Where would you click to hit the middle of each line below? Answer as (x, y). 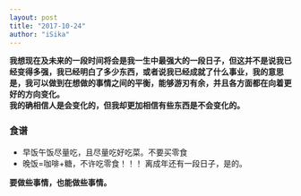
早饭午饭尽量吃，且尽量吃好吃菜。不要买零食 (105, 152)
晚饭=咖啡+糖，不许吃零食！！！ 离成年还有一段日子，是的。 (135, 163)
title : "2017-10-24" (48, 26)
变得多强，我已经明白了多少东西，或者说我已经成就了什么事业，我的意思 (150, 72)
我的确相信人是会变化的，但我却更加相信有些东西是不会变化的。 (127, 106)
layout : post (34, 17)
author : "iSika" (39, 34)
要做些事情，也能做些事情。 (60, 182)
